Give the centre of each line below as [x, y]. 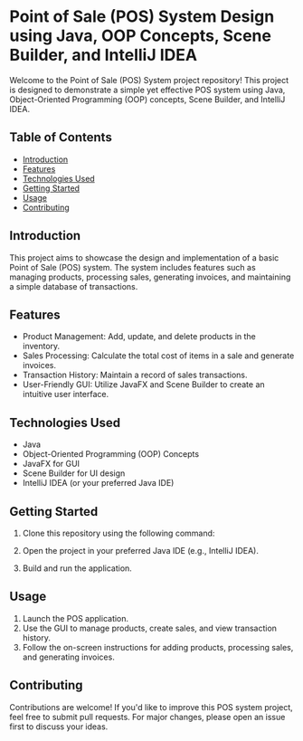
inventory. [41, 347]
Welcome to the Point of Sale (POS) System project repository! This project [149, 80]
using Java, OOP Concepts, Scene [140, 36]
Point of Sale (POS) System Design [142, 17]
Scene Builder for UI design [74, 473]
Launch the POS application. [76, 618]
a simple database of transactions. [74, 286]
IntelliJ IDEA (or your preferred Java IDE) [98, 483]
